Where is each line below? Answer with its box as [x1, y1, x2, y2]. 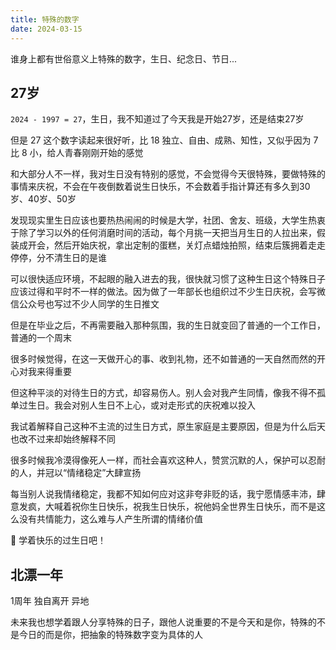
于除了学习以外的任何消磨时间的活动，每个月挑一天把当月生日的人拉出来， [10, 227, 317, 239]
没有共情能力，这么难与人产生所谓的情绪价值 [18, 513, 203, 525]
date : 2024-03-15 [10, 24, 83, 34]
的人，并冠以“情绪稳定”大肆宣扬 [10, 467, 142, 479]
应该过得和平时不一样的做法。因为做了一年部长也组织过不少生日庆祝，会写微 [10, 286, 326, 298]
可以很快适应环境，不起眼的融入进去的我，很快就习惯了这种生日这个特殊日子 [10, 273, 326, 285]
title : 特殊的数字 [10, 14, 80, 25]
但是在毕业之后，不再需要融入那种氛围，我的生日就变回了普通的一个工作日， [10, 319, 326, 331]
